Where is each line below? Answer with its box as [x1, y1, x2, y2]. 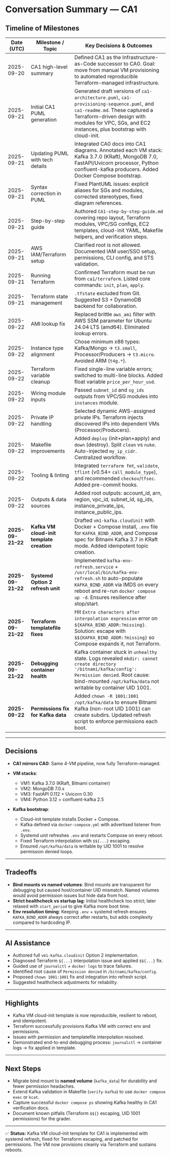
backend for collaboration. [74, 303, 137, 309]
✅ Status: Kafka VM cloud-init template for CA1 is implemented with [5, 1131, 148, 1137]
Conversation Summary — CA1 [5, 4, 137, 15]
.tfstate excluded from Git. [74, 290, 141, 297]
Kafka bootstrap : [12, 806, 49, 812]
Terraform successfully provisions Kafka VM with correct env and [12, 1023, 151, 1029]
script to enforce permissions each [74, 718, 158, 725]
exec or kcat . [12, 1094, 40, 1100]
